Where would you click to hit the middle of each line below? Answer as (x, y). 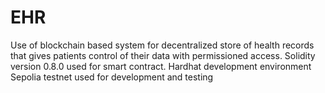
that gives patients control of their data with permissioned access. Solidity (163, 55)
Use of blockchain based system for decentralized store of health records (162, 45)
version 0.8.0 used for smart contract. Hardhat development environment (161, 66)
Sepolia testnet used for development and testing (112, 77)
